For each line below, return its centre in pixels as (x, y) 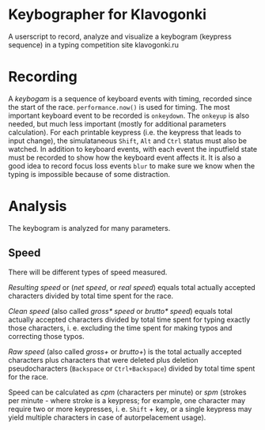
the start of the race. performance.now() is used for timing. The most (119, 107)
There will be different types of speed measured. (88, 272)
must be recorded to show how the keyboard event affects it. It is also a (125, 157)
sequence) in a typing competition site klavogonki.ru (94, 44)
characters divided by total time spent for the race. (91, 296)
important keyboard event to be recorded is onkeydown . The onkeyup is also (129, 115)
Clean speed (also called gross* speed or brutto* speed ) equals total (121, 311)
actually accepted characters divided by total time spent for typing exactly (129, 319)
